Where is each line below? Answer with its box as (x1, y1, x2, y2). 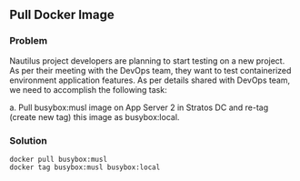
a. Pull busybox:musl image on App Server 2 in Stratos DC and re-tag (9, 102, 269, 113)
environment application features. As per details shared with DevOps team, (9, 75, 291, 85)
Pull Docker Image (9, 7, 115, 23)
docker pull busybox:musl (9, 155, 107, 164)
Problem (9, 35, 48, 47)
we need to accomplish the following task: (9, 84, 167, 95)
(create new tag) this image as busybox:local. (9, 111, 180, 122)
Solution (9, 134, 48, 146)
